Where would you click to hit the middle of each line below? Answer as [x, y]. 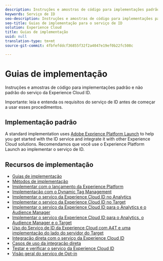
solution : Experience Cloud [33, 28]
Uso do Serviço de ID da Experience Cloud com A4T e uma [71, 228]
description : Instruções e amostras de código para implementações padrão [82, 9]
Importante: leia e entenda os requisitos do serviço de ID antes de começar [80, 102]
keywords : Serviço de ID [30, 14]
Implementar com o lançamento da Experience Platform [68, 187]
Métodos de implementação [40, 181]
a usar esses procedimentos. [34, 107]
